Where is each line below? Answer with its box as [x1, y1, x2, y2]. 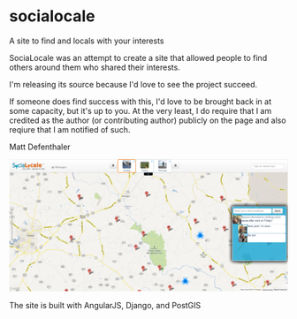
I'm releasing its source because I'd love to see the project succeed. [9, 79, 258, 89]
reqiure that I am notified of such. [9, 124, 131, 134]
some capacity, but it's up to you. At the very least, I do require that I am [9, 105, 272, 116]
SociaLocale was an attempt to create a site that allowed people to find [9, 52, 268, 63]
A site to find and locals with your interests [9, 35, 164, 46]
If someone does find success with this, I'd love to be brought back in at [9, 95, 272, 107]
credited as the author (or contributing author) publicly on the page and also [9, 115, 286, 125]
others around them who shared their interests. [9, 62, 181, 72]
